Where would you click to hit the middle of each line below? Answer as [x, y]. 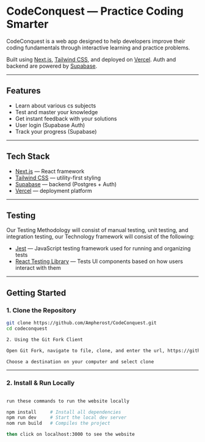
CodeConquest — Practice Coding [95, 11]
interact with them [38, 268]
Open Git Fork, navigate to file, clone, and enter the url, [86, 350]
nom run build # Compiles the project [59, 423]
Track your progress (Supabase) [56, 131]
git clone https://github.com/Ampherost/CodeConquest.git [81, 323]
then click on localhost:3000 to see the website [71, 435]
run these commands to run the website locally [68, 401]
